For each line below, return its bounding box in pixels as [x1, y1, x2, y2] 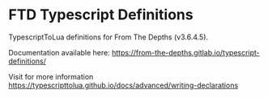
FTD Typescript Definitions [8, 6, 194, 24]
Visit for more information [8, 71, 94, 81]
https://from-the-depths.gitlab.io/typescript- [112, 47, 261, 57]
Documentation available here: [8, 47, 111, 57]
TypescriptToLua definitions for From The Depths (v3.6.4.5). [8, 32, 209, 42]
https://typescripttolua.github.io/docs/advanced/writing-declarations [8, 80, 239, 90]
